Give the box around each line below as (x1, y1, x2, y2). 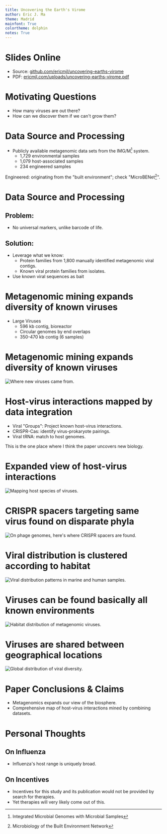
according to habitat (5, 560, 90, 571)
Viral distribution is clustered (5, 549, 128, 561)
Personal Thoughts (5, 728, 86, 739)
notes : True (5, 30, 30, 35)
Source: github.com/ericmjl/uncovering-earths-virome (12, 68, 124, 74)
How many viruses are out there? (12, 108, 81, 114)
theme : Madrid (5, 16, 35, 21)
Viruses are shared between (5, 639, 124, 650)
